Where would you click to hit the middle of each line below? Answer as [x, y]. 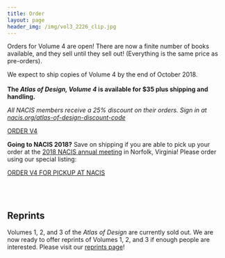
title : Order [26, 14]
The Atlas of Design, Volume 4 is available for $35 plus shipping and [108, 89]
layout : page [26, 20]
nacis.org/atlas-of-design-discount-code [67, 118]
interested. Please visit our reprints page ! [66, 247]
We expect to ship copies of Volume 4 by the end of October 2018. [102, 74]
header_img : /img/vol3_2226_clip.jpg [62, 26]
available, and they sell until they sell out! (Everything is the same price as [113, 54]
